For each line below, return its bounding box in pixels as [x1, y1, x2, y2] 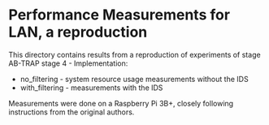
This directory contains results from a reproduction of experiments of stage [8, 50, 262, 59]
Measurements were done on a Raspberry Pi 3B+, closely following [8, 98, 234, 108]
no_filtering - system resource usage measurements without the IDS [20, 74, 249, 84]
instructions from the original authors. [8, 107, 135, 117]
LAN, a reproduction [8, 23, 148, 41]
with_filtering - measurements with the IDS [20, 83, 163, 93]
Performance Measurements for [8, 6, 230, 24]
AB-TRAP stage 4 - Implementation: [8, 58, 128, 68]
